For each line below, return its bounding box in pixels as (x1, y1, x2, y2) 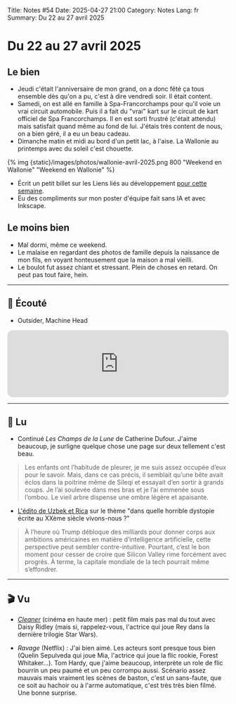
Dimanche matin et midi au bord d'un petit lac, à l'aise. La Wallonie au (17, 137, 219, 145)
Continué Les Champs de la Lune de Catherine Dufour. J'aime (17, 435, 197, 443)
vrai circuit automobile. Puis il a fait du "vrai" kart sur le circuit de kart (17, 107, 219, 115)
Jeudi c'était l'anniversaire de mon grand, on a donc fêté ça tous (17, 84, 205, 93)
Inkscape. (17, 202, 46, 210)
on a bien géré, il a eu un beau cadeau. (17, 129, 131, 138)
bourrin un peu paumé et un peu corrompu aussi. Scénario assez (17, 666, 206, 674)
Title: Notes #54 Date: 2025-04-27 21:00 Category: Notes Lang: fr (7, 6, 199, 14)
